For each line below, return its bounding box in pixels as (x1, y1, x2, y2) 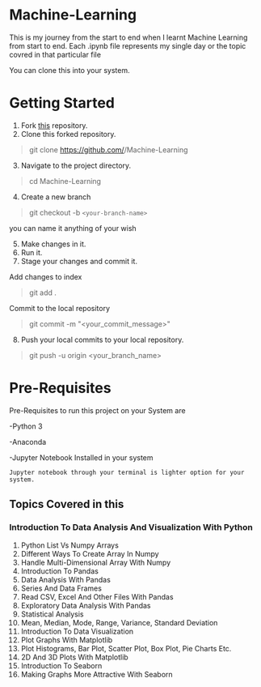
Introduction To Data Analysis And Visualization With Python (9, 522, 253, 533)
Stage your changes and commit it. (20, 256, 138, 266)
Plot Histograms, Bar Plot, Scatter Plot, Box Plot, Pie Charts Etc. (20, 643, 232, 653)
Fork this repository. (20, 120, 88, 130)
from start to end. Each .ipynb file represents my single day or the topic (9, 41, 246, 50)
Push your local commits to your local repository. (20, 335, 184, 344)
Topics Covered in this (9, 497, 124, 511)
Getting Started (9, 94, 116, 113)
